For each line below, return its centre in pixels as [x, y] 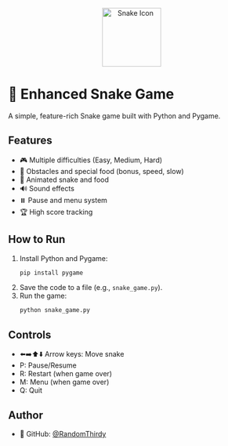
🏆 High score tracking [56, 212]
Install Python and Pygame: [63, 258]
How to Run [37, 239]
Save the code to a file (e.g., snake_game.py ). [91, 288]
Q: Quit [31, 390]
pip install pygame [51, 273]
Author [25, 415]
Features [30, 141]
